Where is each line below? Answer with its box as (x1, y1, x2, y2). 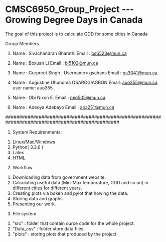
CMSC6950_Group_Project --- (5, 4, 134, 15)
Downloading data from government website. (12, 174, 106, 180)
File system (12, 210, 37, 216)
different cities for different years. (12, 185, 82, 191)
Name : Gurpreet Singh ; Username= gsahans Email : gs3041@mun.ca (12, 69, 158, 76)
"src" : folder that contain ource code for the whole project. (12, 220, 135, 226)
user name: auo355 (12, 84, 53, 91)
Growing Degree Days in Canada (5, 14, 143, 26)
